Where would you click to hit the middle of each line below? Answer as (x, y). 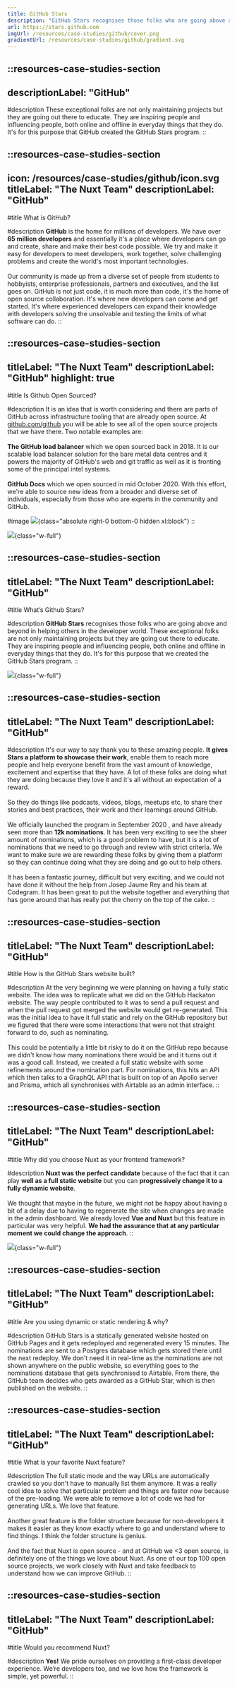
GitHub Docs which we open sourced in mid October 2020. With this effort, (117, 484)
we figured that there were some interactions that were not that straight (111, 1025)
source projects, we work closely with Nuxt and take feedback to (102, 1566)
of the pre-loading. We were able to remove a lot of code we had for (106, 1498)
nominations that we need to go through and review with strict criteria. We (115, 847)
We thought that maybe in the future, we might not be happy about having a (117, 1203)
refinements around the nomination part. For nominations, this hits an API (114, 1070)
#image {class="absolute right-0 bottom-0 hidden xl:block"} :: (101, 521)
